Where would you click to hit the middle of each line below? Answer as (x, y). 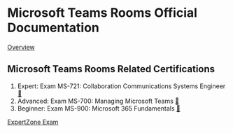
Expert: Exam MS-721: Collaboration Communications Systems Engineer (121, 86)
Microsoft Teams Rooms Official (103, 13)
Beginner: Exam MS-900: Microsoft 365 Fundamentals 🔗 (99, 108)
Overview (21, 47)
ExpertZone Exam (33, 122)
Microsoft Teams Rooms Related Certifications (111, 69)
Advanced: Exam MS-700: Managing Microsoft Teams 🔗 (98, 101)
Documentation (54, 28)
